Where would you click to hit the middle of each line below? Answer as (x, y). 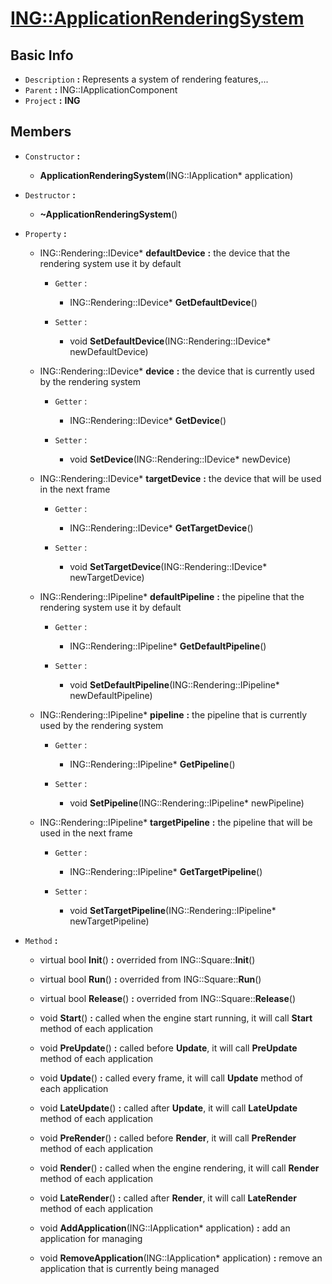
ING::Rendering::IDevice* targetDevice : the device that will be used (180, 478)
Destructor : (50, 194)
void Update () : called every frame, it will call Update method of (171, 1078)
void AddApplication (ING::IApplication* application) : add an (165, 1228)
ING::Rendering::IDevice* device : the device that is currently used (177, 371)
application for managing (91, 1238)
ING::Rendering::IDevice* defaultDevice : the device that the (165, 253)
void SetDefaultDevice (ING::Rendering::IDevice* (170, 341)
